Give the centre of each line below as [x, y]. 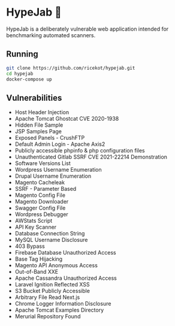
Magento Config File [40, 195]
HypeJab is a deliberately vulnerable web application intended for [87, 29]
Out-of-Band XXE [37, 272]
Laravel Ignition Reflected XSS [52, 285]
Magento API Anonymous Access [56, 265]
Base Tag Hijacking [39, 259]
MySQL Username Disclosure [51, 240]
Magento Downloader [42, 202]
